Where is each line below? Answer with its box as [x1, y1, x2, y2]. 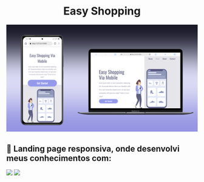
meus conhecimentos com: [6, 153, 112, 163]
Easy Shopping [63, 4, 141, 18]
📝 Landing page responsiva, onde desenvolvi [6, 143, 180, 154]
